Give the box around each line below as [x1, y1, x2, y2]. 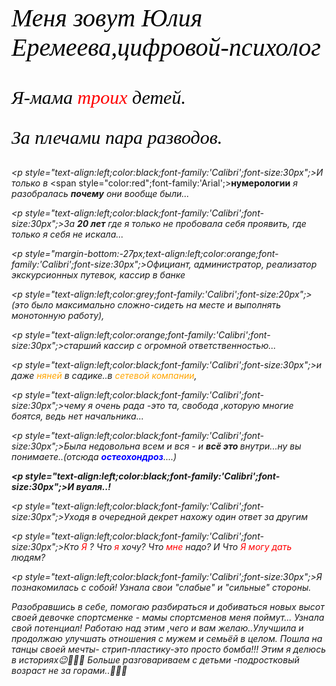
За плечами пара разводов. [11, 127, 223, 148]
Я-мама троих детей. [11, 87, 186, 108]
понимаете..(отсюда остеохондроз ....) [11, 451, 178, 462]
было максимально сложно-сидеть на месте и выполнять [30, 299, 281, 311]
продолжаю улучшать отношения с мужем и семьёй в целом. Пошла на [11, 633, 323, 644]
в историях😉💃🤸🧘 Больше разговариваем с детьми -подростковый [11, 654, 300, 666]
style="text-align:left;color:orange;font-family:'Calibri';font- [24, 329, 271, 341]
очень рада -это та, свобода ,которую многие [94, 400, 294, 411]
